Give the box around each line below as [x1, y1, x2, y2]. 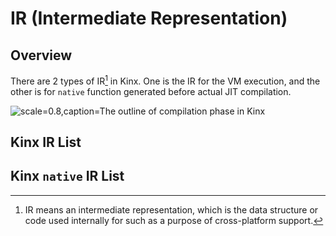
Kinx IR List [10, 134, 82, 151]
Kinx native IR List [10, 168, 125, 185]
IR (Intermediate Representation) [10, 7, 288, 30]
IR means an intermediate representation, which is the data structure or [24, 203, 319, 216]
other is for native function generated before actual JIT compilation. [10, 85, 292, 97]
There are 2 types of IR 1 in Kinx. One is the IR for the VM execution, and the [10, 73, 321, 87]
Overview [10, 47, 73, 64]
